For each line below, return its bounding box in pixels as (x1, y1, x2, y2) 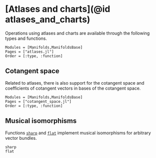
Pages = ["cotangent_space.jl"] (5, 99, 72, 104)
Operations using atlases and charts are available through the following (5, 30, 150, 36)
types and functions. (5, 35, 47, 41)
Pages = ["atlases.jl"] (5, 49, 54, 54)
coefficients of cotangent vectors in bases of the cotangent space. (5, 85, 141, 91)
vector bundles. (5, 135, 37, 141)
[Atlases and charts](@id (5, 3, 111, 15)
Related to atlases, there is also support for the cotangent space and (5, 80, 145, 86)
